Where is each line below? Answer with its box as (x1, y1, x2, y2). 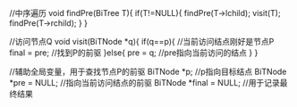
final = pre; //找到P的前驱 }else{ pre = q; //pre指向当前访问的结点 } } (9, 47, 259, 58)
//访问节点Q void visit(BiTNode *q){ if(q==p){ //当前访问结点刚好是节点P (9, 37, 275, 46)
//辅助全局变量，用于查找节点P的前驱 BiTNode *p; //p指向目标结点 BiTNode (9, 66, 287, 77)
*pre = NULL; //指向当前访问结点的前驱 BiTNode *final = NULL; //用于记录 (9, 78, 280, 87)
